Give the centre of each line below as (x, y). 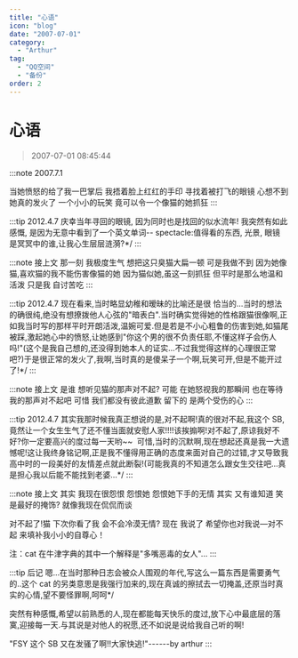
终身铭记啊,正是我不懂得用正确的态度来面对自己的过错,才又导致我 (169, 452)
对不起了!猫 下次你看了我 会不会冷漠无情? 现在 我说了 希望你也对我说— (139, 523)
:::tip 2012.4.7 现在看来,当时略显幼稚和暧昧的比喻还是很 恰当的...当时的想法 (146, 303)
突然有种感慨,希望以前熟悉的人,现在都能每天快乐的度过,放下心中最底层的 (141, 614)
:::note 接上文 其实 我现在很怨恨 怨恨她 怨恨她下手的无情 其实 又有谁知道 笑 (146, 493)
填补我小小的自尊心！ (65, 534)
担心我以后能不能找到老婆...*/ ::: (75, 474)
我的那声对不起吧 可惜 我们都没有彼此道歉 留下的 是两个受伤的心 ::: (131, 400)
